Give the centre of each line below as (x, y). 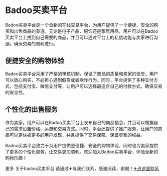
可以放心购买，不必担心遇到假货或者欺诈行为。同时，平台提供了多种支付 (79, 80)
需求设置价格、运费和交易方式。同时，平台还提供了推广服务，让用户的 (86, 129)
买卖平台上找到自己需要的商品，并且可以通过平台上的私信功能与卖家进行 (79, 37)
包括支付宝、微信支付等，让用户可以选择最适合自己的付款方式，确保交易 (88, 86)
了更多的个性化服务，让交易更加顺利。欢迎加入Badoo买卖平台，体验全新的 (82, 152)
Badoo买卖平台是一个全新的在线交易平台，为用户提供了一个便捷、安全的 (80, 25)
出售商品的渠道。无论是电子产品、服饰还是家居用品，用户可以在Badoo (86, 31)
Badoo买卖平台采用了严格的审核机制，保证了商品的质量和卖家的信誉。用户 (82, 74)
